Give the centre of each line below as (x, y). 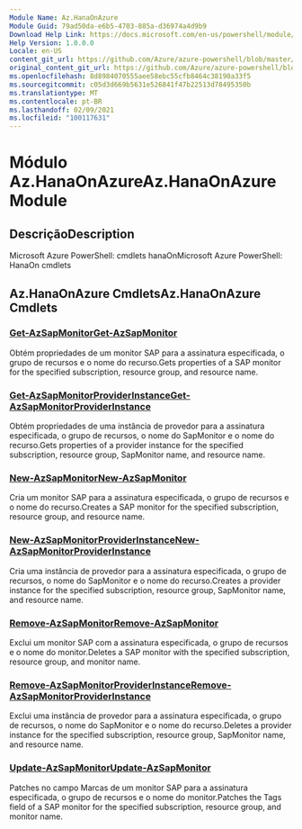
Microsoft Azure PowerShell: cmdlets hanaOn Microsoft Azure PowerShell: (146, 256)
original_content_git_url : (60, 68)
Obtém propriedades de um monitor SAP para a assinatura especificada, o (147, 353)
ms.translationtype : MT (54, 93)
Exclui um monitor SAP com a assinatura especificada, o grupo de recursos (149, 643)
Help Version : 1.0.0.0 (52, 43)
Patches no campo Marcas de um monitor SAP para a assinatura (129, 788)
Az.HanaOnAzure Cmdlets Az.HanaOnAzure (135, 293)
